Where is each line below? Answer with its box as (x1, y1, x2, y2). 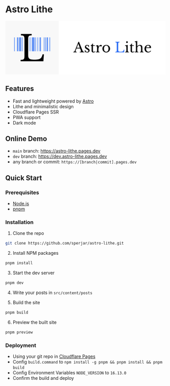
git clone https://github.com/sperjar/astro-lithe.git (5, 241, 124, 246)
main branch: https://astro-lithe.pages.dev (12, 148, 101, 154)
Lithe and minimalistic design (12, 103, 74, 109)
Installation (5, 219, 34, 226)
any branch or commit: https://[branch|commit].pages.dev (12, 159, 137, 165)
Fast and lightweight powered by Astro (12, 98, 94, 104)
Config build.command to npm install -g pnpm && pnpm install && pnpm (12, 359, 163, 365)
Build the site (12, 300, 40, 305)
